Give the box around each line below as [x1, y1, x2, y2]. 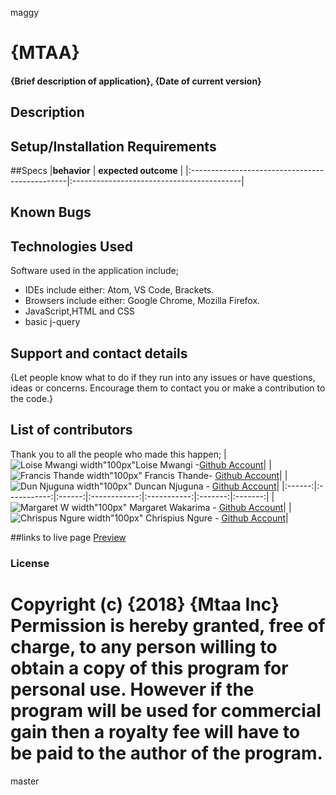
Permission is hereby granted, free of [10, 614, 326, 637]
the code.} [10, 393, 54, 404]
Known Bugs [10, 204, 92, 221]
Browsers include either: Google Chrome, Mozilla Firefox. [24, 295, 261, 307]
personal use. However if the [10, 678, 255, 701]
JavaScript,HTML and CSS [24, 305, 135, 317]
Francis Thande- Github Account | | [144, 469, 288, 481]
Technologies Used [10, 238, 133, 255]
